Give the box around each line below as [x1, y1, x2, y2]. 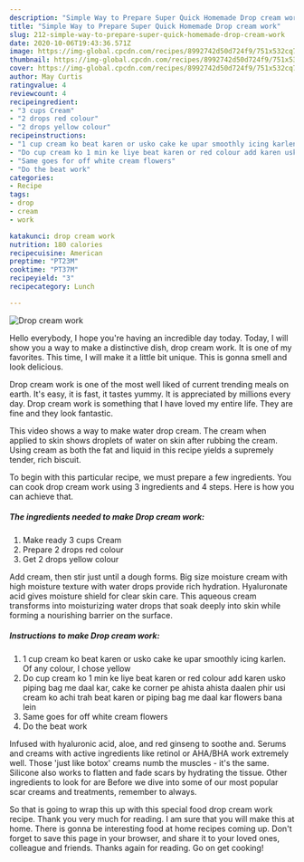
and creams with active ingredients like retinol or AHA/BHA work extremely [9, 748, 290, 759]
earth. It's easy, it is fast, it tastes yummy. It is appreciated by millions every [9, 388, 291, 399]
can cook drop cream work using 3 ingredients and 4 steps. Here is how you [9, 481, 295, 492]
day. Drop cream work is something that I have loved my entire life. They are [9, 397, 294, 408]
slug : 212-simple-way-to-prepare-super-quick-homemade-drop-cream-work [9, 30, 285, 39]
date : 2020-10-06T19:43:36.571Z [9, 38, 131, 48]
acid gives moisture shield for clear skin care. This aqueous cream [9, 590, 257, 601]
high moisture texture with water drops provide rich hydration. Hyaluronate [9, 580, 288, 591]
